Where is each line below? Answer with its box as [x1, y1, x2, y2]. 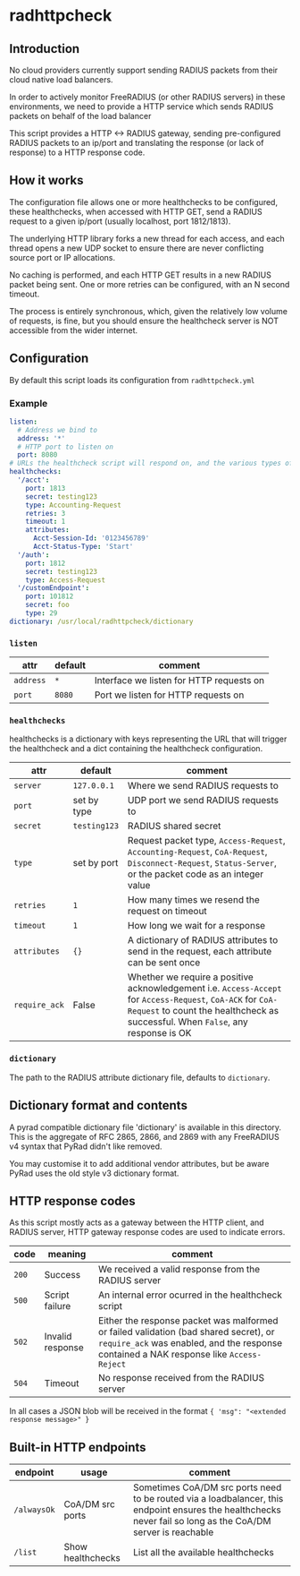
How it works [9, 173, 84, 188]
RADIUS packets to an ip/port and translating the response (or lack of [9, 138, 264, 148]
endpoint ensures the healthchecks [132, 1503, 281, 1516]
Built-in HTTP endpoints [9, 1439, 146, 1455]
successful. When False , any [128, 1015, 248, 1028]
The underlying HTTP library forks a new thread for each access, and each [9, 233, 286, 244]
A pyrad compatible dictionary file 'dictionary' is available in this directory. [9, 1121, 282, 1133]
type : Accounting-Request [25, 501, 122, 510]
